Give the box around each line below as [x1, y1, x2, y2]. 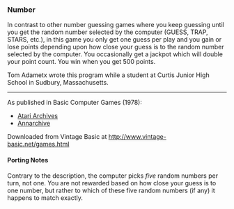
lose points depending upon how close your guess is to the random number [7, 43, 224, 51]
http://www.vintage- [108, 133, 167, 141]
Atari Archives [17, 112, 58, 120]
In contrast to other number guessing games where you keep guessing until [7, 21, 224, 29]
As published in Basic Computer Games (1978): [7, 99, 143, 107]
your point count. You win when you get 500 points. [7, 58, 156, 66]
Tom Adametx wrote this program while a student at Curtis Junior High [7, 71, 210, 79]
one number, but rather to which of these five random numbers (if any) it [7, 186, 215, 194]
